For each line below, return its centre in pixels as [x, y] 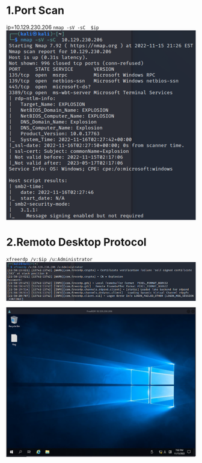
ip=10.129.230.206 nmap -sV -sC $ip [53, 27]
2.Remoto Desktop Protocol [76, 242]
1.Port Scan [35, 11]
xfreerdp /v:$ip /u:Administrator [50, 259]
